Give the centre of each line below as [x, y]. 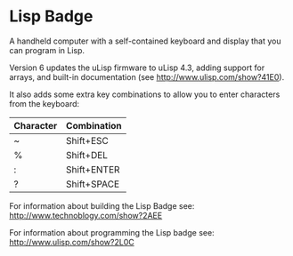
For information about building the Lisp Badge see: [102, 205]
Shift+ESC [87, 140]
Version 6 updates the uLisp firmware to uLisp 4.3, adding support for [137, 68]
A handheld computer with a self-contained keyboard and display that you [145, 41]
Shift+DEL [87, 155]
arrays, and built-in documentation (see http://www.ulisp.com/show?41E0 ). [147, 76]
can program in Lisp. [47, 50]
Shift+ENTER [93, 169]
